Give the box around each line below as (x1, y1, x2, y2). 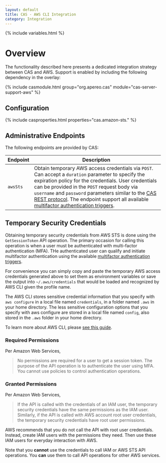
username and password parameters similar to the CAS (34, 189, 157, 196)
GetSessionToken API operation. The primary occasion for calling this (5, 237, 144, 243)
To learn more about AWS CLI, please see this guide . (5, 324, 113, 330)
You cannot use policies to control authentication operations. (17, 368, 141, 374)
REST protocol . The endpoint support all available (34, 196, 149, 203)
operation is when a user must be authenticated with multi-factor (5, 242, 137, 248)
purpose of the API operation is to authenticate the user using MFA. (17, 363, 155, 369)
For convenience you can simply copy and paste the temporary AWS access (5, 268, 161, 274)
